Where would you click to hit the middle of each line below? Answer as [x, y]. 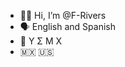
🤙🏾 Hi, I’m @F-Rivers [63, 15]
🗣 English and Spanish [67, 26]
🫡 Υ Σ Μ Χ [41, 41]
